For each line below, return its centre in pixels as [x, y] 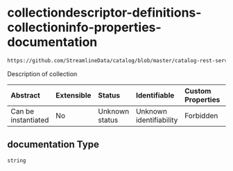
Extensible [73, 95]
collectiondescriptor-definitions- [104, 13]
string [17, 161]
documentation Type [53, 144]
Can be [23, 111]
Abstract [25, 95]
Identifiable [155, 95]
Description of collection [42, 73]
